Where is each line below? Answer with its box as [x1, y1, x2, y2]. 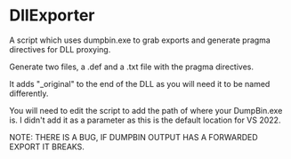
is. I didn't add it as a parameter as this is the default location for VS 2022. [9, 115, 281, 125]
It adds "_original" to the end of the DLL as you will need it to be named [9, 78, 271, 89]
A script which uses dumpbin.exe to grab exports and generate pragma [9, 35, 271, 45]
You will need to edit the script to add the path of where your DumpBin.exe [9, 105, 283, 115]
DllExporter [9, 5, 95, 26]
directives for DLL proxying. [9, 44, 111, 54]
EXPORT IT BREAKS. [9, 141, 85, 152]
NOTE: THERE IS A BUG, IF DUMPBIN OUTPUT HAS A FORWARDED [9, 131, 258, 142]
